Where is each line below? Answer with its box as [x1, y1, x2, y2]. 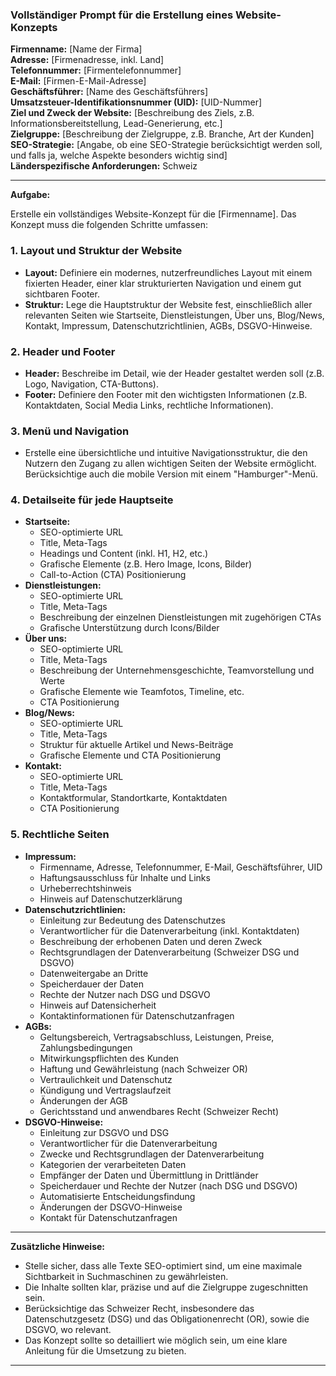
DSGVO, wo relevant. [24, 1323, 112, 1335]
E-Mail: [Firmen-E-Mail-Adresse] [10, 75, 147, 87]
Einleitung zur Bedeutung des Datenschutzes [39, 914, 226, 926]
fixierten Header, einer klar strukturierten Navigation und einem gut [24, 277, 302, 289]
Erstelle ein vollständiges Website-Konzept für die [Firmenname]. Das [10, 208, 297, 220]
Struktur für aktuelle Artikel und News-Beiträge [39, 739, 234, 751]
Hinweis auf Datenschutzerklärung [39, 893, 183, 905]
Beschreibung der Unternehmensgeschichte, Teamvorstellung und [39, 664, 315, 677]
